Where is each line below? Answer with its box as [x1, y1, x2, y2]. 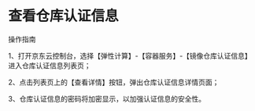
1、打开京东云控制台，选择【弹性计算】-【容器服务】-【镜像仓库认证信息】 [8, 51, 252, 60]
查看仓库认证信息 [8, 7, 120, 25]
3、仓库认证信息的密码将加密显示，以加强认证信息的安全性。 [8, 94, 206, 103]
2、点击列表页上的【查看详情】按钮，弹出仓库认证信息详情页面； [8, 77, 220, 87]
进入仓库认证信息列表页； [8, 60, 91, 70]
